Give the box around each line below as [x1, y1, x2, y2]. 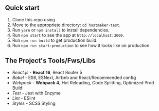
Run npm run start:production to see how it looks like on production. [12, 42, 151, 48]
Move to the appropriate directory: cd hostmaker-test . [12, 22, 121, 28]
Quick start [5, 4, 40, 12]
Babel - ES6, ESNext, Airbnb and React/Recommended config [12, 75, 136, 80]
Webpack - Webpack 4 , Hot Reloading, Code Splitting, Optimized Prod [12, 79, 154, 85]
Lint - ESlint [12, 95, 35, 101]
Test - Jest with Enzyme [12, 90, 61, 96]
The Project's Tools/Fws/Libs [5, 57, 96, 65]
